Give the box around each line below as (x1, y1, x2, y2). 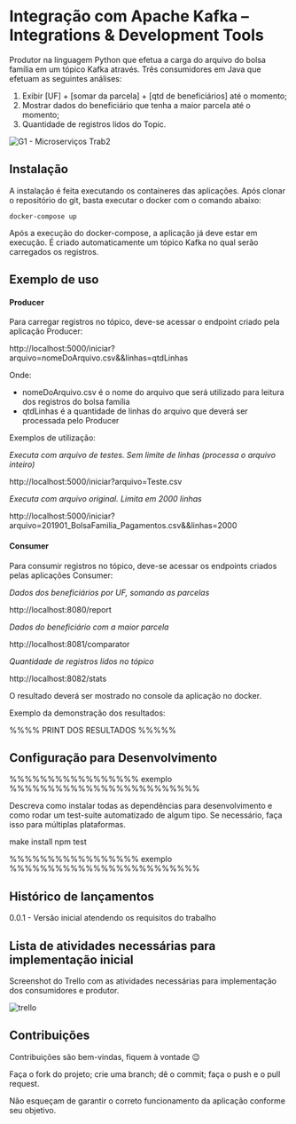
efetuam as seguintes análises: (9, 73, 122, 83)
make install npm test (9, 836, 87, 847)
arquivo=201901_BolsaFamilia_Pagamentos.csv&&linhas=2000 (9, 520, 238, 531)
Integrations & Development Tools (9, 25, 264, 45)
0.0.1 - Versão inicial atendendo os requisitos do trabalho (9, 913, 217, 923)
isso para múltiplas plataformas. (9, 819, 126, 830)
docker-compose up (9, 211, 77, 221)
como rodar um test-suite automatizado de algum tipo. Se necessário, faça (9, 810, 283, 820)
